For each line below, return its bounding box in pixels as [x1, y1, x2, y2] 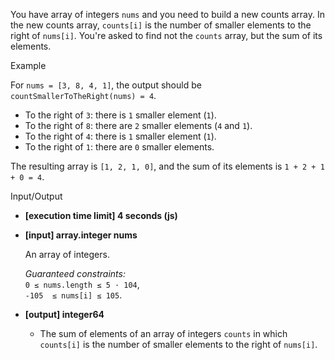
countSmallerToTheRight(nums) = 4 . [10, 90, 157, 101]
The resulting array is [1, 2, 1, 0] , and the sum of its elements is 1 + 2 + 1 [10, 160, 325, 172]
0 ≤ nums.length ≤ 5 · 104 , [24, 279, 140, 290]
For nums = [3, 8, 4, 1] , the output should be [10, 79, 202, 91]
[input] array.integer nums [24, 229, 138, 241]
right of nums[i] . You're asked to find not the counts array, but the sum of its [10, 30, 323, 41]
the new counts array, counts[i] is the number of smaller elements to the [10, 19, 312, 31]
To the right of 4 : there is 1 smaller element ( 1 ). [24, 130, 217, 142]
